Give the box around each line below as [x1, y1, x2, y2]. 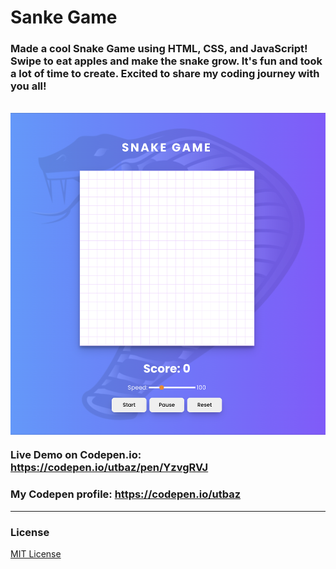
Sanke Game [10, 6, 118, 29]
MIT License [10, 548, 62, 560]
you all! [10, 79, 47, 93]
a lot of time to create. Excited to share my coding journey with [10, 67, 320, 81]
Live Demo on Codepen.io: [10, 448, 142, 462]
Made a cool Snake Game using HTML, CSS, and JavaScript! [10, 42, 308, 56]
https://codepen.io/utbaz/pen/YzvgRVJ [10, 461, 209, 475]
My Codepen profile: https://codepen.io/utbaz [10, 487, 242, 501]
